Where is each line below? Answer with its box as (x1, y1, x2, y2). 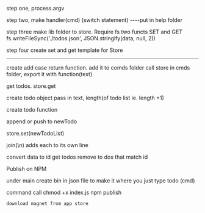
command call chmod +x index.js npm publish (6, 189, 122, 196)
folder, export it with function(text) (6, 71, 93, 78)
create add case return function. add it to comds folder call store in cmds (6, 64, 190, 71)
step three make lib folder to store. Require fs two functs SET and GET (6, 28, 183, 35)
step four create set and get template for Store (6, 46, 123, 54)
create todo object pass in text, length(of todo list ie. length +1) (6, 94, 165, 101)
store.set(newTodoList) (6, 130, 65, 137)
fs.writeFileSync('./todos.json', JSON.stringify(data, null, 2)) (6, 35, 156, 42)
